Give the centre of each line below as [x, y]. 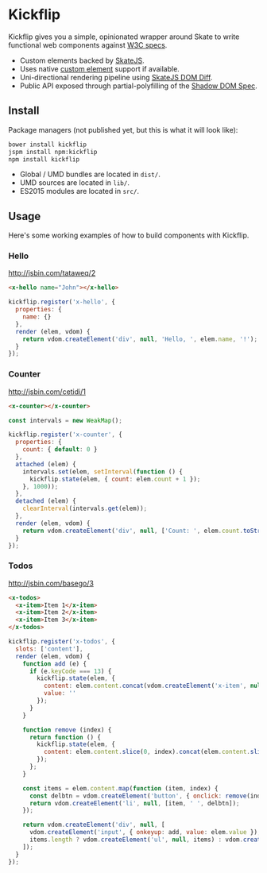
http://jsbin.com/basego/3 [51, 583]
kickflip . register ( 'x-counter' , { [66, 435]
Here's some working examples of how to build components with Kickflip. [129, 235]
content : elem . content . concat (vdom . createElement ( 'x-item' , [145, 686]
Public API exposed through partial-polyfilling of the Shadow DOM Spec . [139, 86]
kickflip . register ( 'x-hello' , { [62, 302]
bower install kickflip [48, 145]
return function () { [65, 737]
